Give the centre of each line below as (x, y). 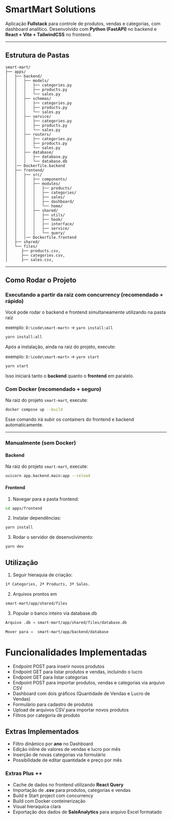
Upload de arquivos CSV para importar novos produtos (71, 710)
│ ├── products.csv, (33, 251)
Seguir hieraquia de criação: (42, 575)
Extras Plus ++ (24, 773)
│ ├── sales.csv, (29, 260)
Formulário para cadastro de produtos (53, 704)
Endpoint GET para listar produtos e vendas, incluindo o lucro (77, 672)
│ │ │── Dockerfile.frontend (41, 237)
